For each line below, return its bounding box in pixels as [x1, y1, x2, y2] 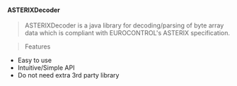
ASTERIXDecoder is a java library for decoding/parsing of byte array [24, 21, 224, 30]
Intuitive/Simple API [17, 63, 75, 72]
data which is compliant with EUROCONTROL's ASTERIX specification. [24, 29, 231, 37]
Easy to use [17, 56, 52, 65]
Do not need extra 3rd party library [17, 71, 120, 80]
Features [24, 42, 51, 51]
